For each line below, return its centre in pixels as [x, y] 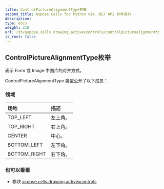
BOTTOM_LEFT [25, 145]
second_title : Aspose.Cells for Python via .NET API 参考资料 [68, 14]
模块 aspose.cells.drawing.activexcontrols [54, 182]
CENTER [17, 135]
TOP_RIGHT [21, 126]
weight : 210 [17, 28]
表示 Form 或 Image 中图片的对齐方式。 [45, 70]
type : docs [16, 23]
